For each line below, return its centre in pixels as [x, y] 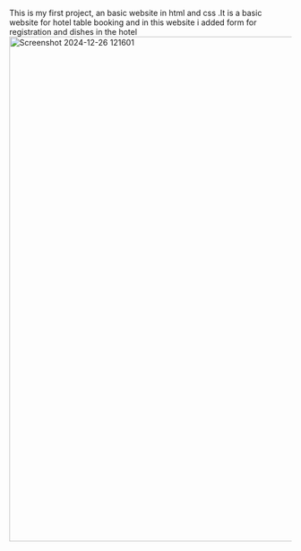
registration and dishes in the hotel [73, 32]
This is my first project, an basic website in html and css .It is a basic [136, 13]
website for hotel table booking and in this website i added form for [133, 22]
